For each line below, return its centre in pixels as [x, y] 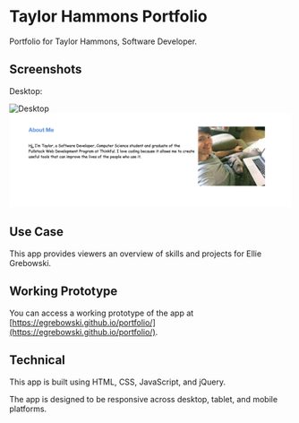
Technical [37, 360]
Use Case [37, 232]
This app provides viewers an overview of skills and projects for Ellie [136, 254]
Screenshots [46, 69]
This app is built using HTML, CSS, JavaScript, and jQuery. [118, 382]
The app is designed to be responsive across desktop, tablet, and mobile [144, 399]
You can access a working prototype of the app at [102, 313]
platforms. [28, 409]
